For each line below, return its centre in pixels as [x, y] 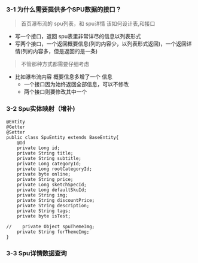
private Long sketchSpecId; [52, 185]
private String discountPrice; [56, 200]
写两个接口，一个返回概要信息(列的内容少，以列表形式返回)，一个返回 [101, 44]
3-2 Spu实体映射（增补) [41, 109]
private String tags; [44, 211]
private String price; [45, 179]
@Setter [16, 132]
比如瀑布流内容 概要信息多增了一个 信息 [63, 77]
